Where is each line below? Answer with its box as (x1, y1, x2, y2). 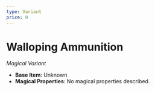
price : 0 (6, 14, 28, 20)
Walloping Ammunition (6, 40, 124, 54)
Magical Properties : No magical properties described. (14, 78, 150, 85)
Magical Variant (6, 60, 46, 67)
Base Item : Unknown (14, 71, 68, 78)
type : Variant (6, 8, 42, 15)
